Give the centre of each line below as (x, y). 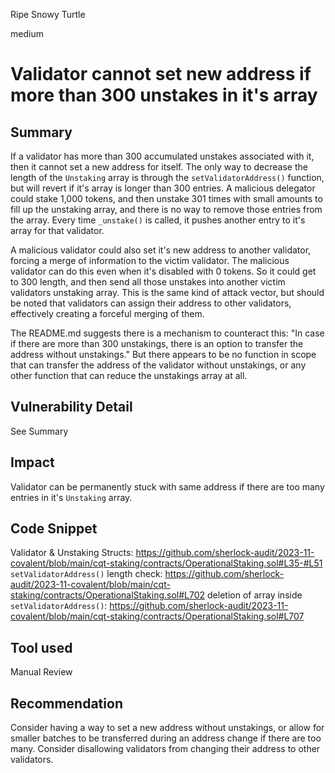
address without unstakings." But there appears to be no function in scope (163, 354)
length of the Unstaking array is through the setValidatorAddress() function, (167, 177)
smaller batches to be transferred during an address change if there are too (166, 738)
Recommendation (66, 703)
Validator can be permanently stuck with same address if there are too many (167, 486)
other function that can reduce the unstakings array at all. (129, 375)
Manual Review (41, 672)
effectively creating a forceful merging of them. (107, 313)
